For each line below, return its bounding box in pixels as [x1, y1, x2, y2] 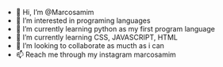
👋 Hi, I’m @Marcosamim [15, 8, 94, 17]
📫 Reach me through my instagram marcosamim [15, 50, 176, 59]
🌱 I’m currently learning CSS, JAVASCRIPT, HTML [15, 32, 179, 42]
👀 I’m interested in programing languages [15, 16, 151, 25]
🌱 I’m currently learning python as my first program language [15, 24, 216, 33]
